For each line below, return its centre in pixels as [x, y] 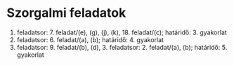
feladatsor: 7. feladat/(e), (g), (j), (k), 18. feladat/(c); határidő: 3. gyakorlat [122, 32]
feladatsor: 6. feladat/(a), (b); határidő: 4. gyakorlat [90, 39]
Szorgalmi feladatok [66, 13]
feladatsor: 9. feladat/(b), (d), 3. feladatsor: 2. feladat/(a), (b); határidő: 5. [122, 47]
